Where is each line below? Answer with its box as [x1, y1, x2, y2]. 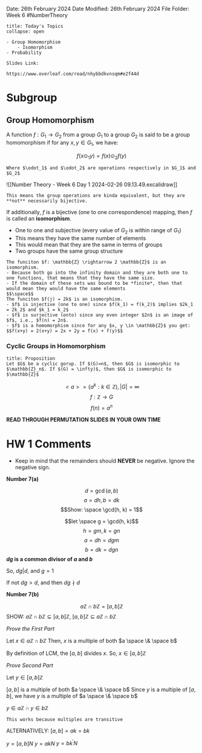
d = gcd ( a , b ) [84, 487, 119, 494]
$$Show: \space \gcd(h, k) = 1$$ [60, 506, 143, 513]
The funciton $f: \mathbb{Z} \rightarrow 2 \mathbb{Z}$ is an [6, 259, 166, 266]
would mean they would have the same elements [6, 285, 126, 292]
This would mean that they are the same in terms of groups [15, 241, 163, 249]
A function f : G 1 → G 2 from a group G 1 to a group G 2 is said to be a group [6, 131, 191, 140]
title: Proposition [6, 356, 56, 362]
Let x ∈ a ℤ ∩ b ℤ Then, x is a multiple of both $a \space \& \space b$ [6, 637, 177, 644]
